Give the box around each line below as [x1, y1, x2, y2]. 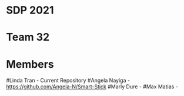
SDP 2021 [6, 4, 54, 17]
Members [6, 57, 54, 71]
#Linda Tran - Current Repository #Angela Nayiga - [6, 77, 131, 84]
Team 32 [6, 31, 50, 44]
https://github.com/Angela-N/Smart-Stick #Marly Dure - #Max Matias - [6, 83, 178, 90]
